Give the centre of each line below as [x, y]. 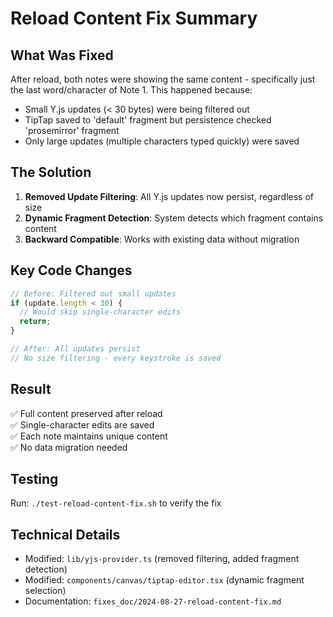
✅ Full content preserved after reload [86, 413]
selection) [45, 591]
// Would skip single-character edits [100, 312]
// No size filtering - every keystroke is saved [116, 358]
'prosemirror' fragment [72, 130]
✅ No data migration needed [69, 447]
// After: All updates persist [75, 349]
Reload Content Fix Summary [134, 18]
